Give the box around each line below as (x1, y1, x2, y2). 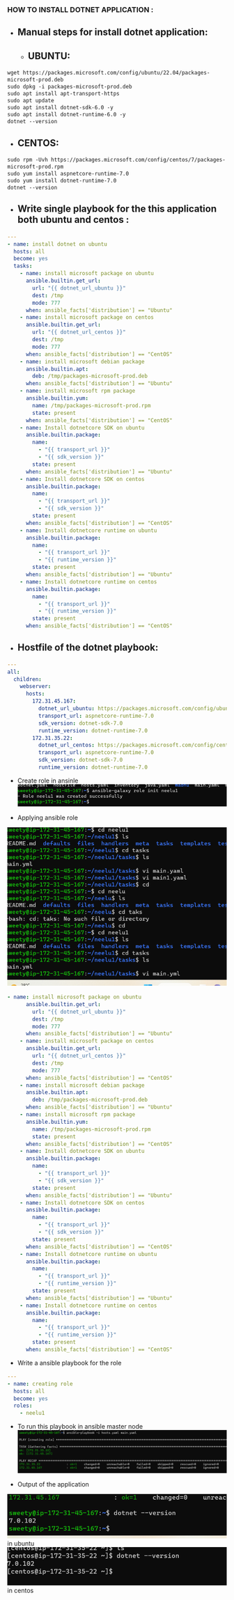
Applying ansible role (17, 813, 79, 822)
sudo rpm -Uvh (7, 156, 49, 163)
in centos (7, 1586, 34, 1594)
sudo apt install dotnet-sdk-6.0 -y (7, 104, 114, 111)
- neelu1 (19, 1410, 45, 1417)
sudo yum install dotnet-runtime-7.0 (7, 177, 117, 184)
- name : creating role (7, 1380, 73, 1387)
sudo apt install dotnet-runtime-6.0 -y (7, 111, 127, 118)
